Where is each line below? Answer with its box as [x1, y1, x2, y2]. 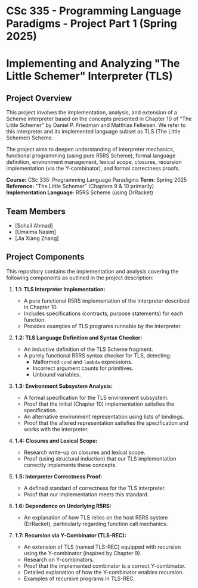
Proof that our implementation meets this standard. [23, 490, 149, 498]
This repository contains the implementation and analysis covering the [6, 267, 179, 275]
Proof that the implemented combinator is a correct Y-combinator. [23, 562, 186, 570]
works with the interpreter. [23, 425, 89, 433]
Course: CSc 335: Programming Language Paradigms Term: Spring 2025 [6, 176, 187, 183]
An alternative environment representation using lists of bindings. [23, 413, 184, 420]
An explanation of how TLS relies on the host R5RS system [23, 514, 168, 521]
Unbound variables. [32, 371, 81, 378]
